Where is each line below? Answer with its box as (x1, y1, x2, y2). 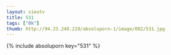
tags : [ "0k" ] (6, 20, 40, 26)
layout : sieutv (6, 8, 45, 15)
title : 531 (6, 15, 34, 21)
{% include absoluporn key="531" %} (6, 42, 101, 50)
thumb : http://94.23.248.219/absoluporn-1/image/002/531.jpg (6, 25, 166, 32)
